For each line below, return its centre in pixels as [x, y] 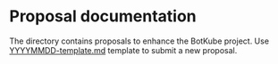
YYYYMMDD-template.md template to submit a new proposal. [123, 50]
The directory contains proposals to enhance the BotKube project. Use [139, 41]
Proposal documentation [103, 16]
